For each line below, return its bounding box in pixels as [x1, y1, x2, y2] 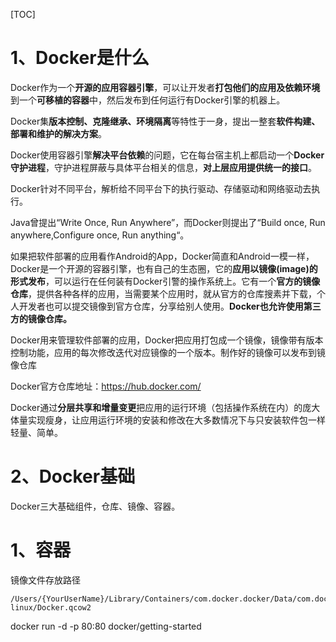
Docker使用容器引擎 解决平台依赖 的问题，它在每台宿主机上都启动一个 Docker [10, 149, 325, 161]
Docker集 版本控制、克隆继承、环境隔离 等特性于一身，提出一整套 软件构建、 [10, 115, 321, 127]
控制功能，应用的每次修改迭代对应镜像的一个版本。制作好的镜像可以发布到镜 [10, 346, 326, 358]
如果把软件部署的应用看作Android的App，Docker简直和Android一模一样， [10, 250, 315, 262]
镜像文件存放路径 [10, 574, 81, 586]
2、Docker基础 [10, 465, 136, 488]
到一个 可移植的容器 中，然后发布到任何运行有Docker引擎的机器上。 [10, 94, 286, 106]
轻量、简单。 [10, 426, 63, 438]
